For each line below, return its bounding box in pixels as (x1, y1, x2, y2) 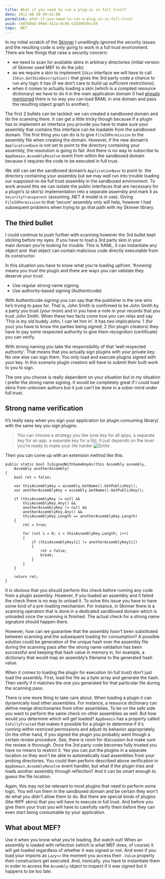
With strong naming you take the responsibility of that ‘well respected (5, 343, 146, 349)
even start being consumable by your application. (5, 809, 106, 815)
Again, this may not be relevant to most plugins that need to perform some (5, 783, 156, 789)
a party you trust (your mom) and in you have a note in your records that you (5, 307, 161, 314)
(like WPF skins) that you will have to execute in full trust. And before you (5, 798, 154, 804)
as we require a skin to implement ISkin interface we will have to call (12, 70, 152, 76)
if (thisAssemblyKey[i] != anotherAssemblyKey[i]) (31, 540, 138, 544)
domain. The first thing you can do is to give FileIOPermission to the (5, 132, 144, 138)
